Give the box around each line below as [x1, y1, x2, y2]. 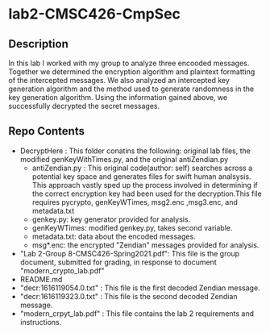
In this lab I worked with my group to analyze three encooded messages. [8, 58, 250, 68]
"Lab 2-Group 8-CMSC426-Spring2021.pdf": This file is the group [19, 248, 240, 258]
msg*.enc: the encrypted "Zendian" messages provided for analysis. [31, 239, 260, 250]
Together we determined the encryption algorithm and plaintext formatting [8, 67, 255, 77]
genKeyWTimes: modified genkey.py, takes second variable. [31, 223, 233, 232]
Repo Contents [8, 124, 85, 138]
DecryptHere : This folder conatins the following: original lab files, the [19, 146, 251, 156]
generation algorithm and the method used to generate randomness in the [8, 84, 255, 94]
